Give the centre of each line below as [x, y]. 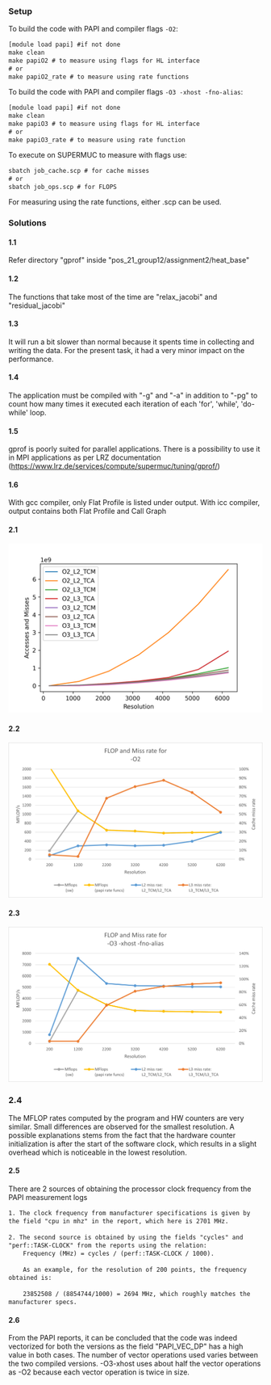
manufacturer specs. [43, 1302]
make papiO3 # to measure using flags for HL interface [104, 124]
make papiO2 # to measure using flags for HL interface [104, 61]
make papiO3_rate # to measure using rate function [97, 140]
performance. [31, 359]
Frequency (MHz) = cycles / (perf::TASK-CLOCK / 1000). [119, 1253]
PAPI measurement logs [48, 1197]
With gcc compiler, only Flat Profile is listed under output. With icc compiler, [134, 503]
